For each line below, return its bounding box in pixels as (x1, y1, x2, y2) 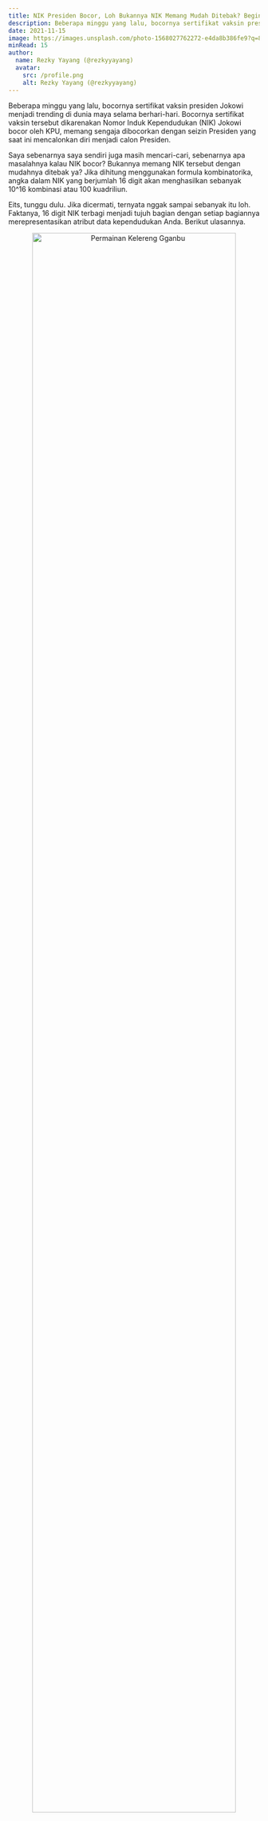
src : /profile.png (22, 71, 84, 79)
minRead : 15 (8, 42, 48, 50)
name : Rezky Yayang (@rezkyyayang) (15, 57, 134, 65)
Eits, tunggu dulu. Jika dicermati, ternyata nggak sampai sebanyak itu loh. (8, 199, 251, 209)
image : (8, 34, 30, 42)
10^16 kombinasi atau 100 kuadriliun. (8, 184, 128, 194)
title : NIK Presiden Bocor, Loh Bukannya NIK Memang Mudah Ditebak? (8, 11, 241, 20)
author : (8, 49, 34, 57)
